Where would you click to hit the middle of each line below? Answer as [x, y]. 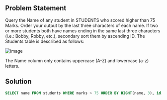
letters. [12, 66]
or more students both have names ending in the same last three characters [83, 31]
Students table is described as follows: [45, 41]
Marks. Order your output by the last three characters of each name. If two [82, 25]
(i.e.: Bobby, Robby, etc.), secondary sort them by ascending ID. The [75, 36]
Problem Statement [36, 8]
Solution [18, 82]
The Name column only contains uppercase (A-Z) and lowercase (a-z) [77, 60]
